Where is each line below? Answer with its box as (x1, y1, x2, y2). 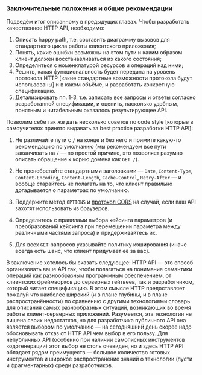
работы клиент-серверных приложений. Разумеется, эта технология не (6, 310, 192, 318)
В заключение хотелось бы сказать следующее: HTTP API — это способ (6, 259, 194, 266)
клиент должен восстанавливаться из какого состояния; (14, 56, 162, 63)
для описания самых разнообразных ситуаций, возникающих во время (6, 304, 192, 312)
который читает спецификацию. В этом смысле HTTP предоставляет (6, 285, 185, 292)
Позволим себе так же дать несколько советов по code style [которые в (6, 118, 194, 126)
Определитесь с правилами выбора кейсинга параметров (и (14, 216, 173, 224)
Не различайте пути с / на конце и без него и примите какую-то (14, 136, 181, 144)
